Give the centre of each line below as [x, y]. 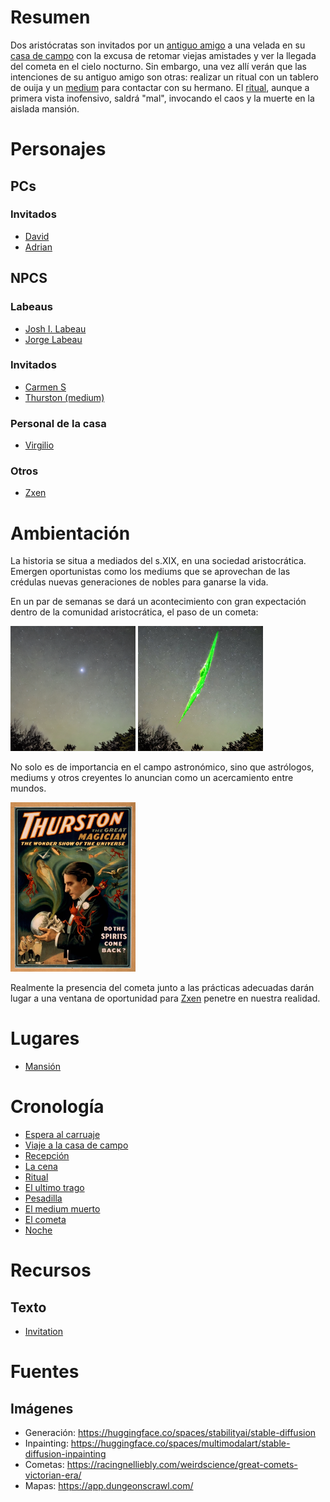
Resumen [50, 17]
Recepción [47, 1156]
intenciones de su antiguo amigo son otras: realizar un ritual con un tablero [164, 77]
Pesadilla [43, 1198]
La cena [41, 1167]
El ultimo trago [54, 1188]
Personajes [58, 149]
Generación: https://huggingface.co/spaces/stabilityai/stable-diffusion [170, 1433]
